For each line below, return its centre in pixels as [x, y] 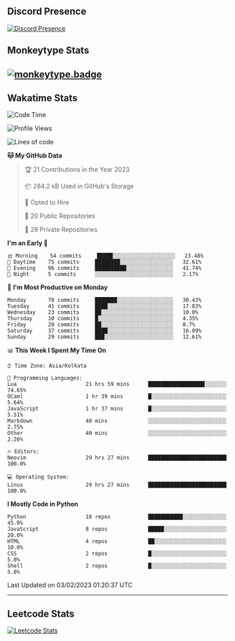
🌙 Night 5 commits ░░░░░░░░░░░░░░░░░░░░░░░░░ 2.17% [103, 275]
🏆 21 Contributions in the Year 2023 [77, 170]
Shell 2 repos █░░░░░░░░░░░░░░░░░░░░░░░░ [117, 566]
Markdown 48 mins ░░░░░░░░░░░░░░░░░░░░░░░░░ [117, 421]
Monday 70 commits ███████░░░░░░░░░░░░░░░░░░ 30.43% [104, 301]
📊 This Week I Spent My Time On [57, 350]
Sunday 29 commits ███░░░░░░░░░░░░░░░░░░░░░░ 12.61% [104, 337]
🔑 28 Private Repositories [61, 230]
